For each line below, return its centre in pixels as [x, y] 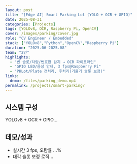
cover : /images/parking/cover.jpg [42, 34]
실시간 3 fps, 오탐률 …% [37, 150]
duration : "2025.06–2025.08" [36, 48]
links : [12, 76]
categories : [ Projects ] [30, 24]
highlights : [18, 57]
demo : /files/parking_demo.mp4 [43, 81]
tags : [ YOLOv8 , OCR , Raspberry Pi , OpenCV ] [52, 29]
